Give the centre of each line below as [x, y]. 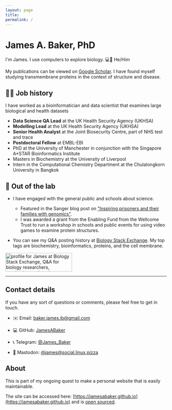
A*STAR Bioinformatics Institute [46, 154]
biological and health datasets [37, 111]
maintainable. [19, 386]
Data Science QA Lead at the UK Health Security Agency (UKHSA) [83, 121]
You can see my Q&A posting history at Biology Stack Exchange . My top [89, 240]
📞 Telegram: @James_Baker [42, 342]
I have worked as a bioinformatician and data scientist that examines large [83, 105]
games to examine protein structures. [60, 230]
